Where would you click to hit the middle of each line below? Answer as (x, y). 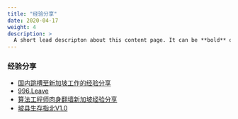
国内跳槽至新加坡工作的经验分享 (64, 83)
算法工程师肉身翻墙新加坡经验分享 (67, 99)
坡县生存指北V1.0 (42, 108)
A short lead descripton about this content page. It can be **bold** (120, 40)
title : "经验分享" (33, 14)
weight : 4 (22, 27)
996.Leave (33, 91)
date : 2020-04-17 (33, 21)
